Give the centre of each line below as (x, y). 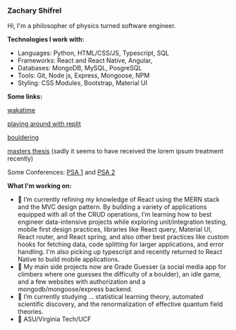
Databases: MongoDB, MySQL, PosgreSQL (80, 68)
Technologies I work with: (46, 39)
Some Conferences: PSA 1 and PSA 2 (61, 172)
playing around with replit (44, 124)
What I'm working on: (39, 186)
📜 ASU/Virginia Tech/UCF (54, 319)
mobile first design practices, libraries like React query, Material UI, (115, 229)
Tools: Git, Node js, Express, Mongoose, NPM (83, 75)
